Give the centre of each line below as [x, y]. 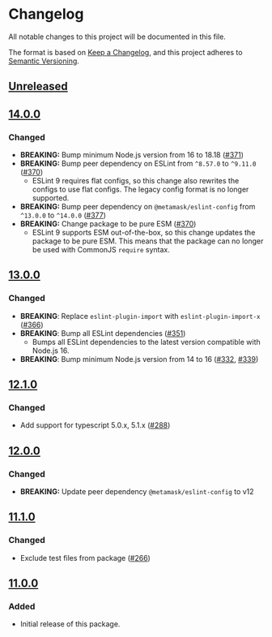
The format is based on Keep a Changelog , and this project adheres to [125, 52]
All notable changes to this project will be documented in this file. [117, 37]
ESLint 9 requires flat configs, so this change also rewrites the [136, 181]
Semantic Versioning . [44, 61]
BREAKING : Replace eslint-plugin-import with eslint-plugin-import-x [140, 316]
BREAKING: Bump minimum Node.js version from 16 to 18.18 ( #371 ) [132, 155]
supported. [51, 198]
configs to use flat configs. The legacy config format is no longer [140, 189]
